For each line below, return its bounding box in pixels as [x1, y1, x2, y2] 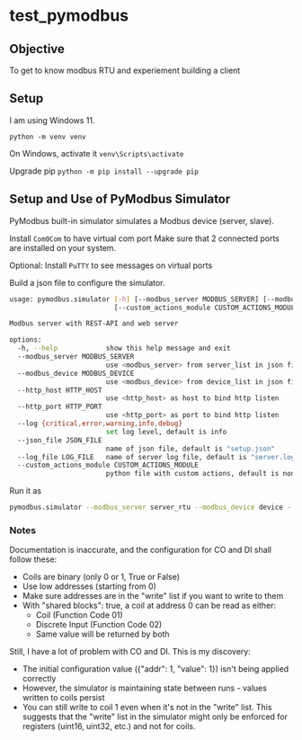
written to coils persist [22, 692, 105, 703]
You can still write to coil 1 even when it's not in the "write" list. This [22, 702, 272, 713]
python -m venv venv [9, 132, 87, 141]
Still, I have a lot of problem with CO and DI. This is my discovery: [9, 646, 252, 657]
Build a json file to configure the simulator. [9, 277, 165, 288]
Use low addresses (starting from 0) [22, 581, 157, 592]
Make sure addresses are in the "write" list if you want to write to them [22, 591, 284, 602]
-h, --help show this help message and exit [17, 343, 231, 353]
